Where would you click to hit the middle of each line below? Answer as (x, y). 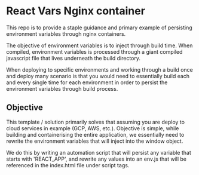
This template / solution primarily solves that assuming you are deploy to (96, 122)
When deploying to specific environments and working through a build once (99, 69)
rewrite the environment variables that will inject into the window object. (95, 141)
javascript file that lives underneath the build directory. (74, 58)
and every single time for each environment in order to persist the (87, 82)
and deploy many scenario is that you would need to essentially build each (98, 76)
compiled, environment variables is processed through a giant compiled (94, 51)
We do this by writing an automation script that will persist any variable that (99, 152)
